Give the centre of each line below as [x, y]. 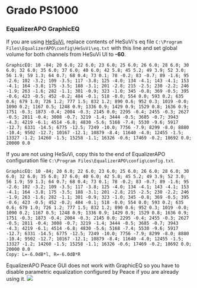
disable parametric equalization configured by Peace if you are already [93, 272]
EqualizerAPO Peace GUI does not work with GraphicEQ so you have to [93, 265]
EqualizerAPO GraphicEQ [43, 29]
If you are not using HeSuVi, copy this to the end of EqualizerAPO [86, 154]
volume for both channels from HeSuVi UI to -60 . [66, 55]
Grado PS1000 [42, 10]
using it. [16, 279]
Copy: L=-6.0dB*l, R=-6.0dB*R [43, 255]
